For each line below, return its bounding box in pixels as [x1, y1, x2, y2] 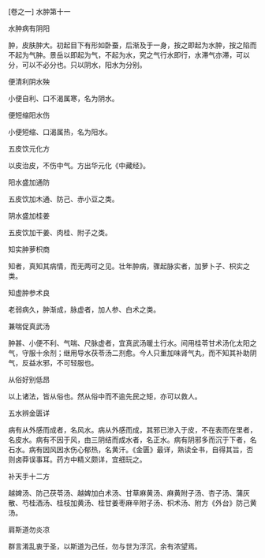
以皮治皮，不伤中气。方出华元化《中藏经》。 [8, 161, 150, 170]
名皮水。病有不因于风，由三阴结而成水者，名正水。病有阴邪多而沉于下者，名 [8, 435, 257, 444]
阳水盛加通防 [8, 178, 50, 187]
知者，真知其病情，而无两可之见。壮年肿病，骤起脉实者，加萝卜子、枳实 [8, 261, 243, 271]
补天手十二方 [8, 472, 50, 481]
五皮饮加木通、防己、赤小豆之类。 [8, 194, 119, 204]
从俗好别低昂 [8, 375, 50, 384]
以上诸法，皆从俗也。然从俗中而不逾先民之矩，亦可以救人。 [8, 391, 202, 401]
